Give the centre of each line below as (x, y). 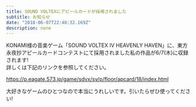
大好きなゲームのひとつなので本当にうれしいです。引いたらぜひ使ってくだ (96, 91)
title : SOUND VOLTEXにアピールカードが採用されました (66, 11)
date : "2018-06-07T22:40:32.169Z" (49, 22)
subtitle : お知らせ (28, 17)
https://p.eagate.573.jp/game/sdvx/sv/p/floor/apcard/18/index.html (88, 79)
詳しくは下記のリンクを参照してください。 (58, 68)
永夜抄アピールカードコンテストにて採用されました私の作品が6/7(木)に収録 (97, 53)
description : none (29, 28)
